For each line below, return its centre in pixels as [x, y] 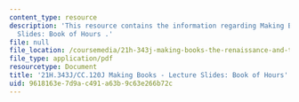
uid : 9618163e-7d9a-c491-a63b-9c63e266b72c [91, 83]
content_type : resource [53, 17]
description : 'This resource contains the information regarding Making [147, 26]
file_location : [37, 51]
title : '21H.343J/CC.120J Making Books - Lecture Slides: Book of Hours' [149, 75]
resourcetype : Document [53, 67]
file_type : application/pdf [61, 59]
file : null [29, 42]
